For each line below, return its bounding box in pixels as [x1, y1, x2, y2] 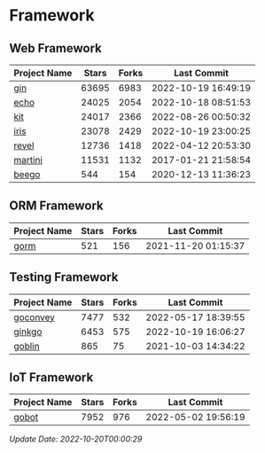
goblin [13, 340, 40, 352]
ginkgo [13, 325, 43, 338]
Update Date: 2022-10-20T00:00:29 [9, 433, 143, 444]
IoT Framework [9, 370, 94, 386]
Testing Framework [9, 269, 119, 285]
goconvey [13, 311, 56, 324]
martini [13, 154, 43, 166]
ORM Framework [9, 199, 104, 214]
